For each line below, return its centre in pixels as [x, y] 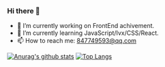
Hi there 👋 [24, 11]
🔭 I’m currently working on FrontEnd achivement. [86, 26]
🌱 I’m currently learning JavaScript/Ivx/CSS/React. [88, 33]
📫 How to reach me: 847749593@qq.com [77, 41]
